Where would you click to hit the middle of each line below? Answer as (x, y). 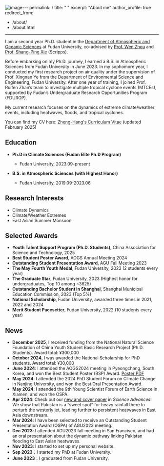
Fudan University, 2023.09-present (55, 163)
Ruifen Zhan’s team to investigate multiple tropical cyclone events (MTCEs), (81, 87)
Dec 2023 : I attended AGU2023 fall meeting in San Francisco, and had (83, 431)
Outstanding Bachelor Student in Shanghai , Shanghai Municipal (77, 289)
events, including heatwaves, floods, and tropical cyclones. (65, 112)
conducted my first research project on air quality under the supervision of (80, 72)
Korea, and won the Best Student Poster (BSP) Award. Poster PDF (78, 373)
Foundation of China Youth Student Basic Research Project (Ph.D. (78, 348)
